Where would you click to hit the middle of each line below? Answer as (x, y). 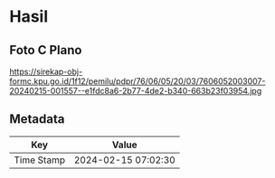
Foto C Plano (46, 50)
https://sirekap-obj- (46, 71)
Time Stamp (40, 160)
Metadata (37, 119)
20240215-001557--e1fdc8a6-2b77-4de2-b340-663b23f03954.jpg (136, 91)
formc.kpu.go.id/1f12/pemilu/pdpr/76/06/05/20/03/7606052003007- (137, 81)
